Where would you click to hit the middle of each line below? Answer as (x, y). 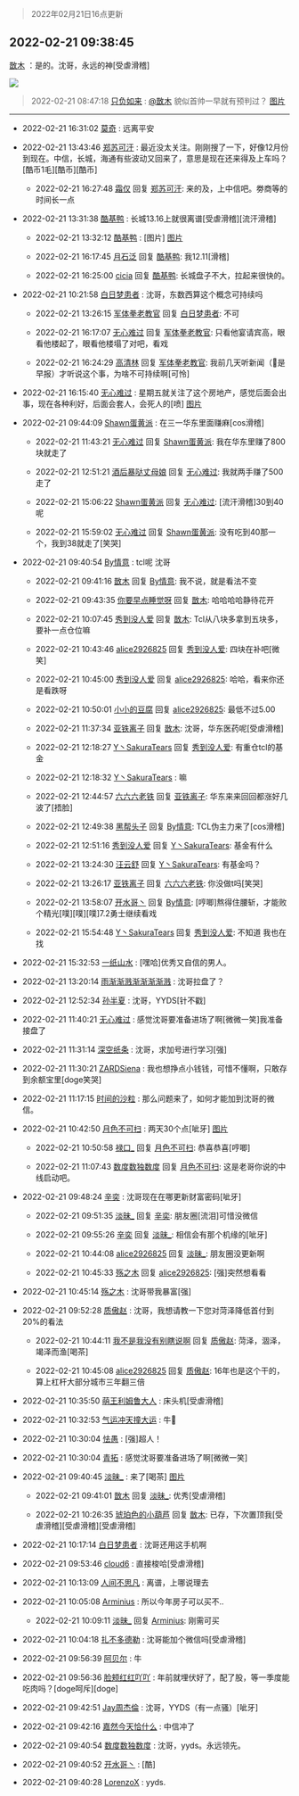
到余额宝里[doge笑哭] (62, 1080)
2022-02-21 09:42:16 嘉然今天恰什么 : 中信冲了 (109, 1726)
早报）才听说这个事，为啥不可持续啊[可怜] (112, 373)
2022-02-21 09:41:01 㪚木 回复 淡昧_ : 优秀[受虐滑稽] (130, 1495)
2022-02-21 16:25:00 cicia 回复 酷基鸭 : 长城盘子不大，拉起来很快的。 (162, 275)
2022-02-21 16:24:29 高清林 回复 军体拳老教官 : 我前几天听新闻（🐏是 (160, 362)
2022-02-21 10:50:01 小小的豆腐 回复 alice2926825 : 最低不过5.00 (155, 709)
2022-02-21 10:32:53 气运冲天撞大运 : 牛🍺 (99, 1419)
